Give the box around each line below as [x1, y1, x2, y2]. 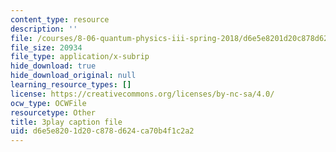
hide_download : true [10, 61, 97, 71]
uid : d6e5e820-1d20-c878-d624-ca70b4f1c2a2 [10, 126, 195, 136]
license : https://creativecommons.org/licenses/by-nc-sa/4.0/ [10, 89, 275, 99]
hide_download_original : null [10, 71, 137, 81]
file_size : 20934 [10, 42, 83, 53]
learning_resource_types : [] [10, 80, 132, 90]
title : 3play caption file [10, 117, 123, 127]
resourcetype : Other [10, 107, 97, 118]
